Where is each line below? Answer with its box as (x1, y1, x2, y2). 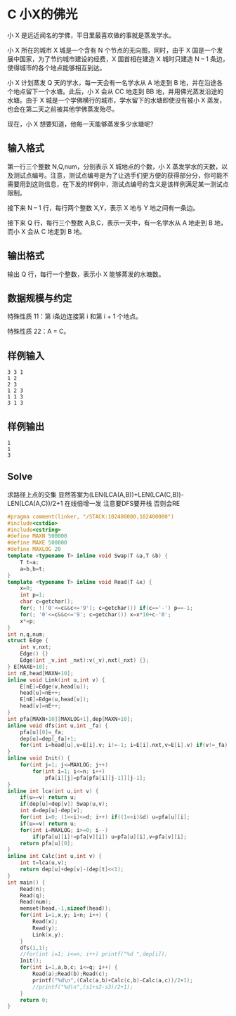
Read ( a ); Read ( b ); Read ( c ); (32, 970, 109, 977)
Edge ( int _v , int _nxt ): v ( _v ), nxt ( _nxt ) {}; (20, 657, 150, 664)
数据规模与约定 (7, 292, 72, 304)
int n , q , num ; (7, 630, 46, 638)
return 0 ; (20, 996, 49, 1003)
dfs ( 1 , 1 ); (20, 944, 49, 951)
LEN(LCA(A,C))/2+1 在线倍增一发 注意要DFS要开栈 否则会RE (7, 499, 181, 507)
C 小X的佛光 (7, 6, 79, 22)
